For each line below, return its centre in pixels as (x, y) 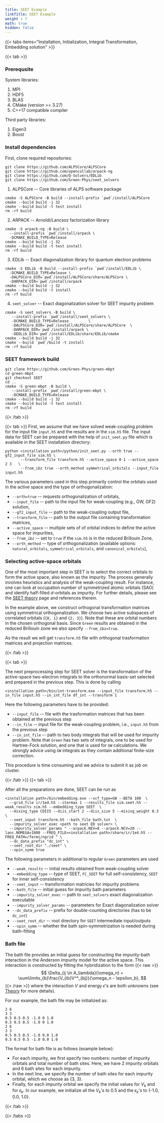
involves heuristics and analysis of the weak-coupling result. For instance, (80, 583)
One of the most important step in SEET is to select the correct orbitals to (79, 572)
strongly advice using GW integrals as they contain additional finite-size (83, 750)
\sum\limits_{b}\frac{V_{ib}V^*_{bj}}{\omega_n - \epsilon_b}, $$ (82, 978)
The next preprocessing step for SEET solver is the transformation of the (78, 672)
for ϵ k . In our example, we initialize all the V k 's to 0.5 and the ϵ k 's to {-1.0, (85, 1091)
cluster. (13, 771)
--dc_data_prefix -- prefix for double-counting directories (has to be (82, 910)
